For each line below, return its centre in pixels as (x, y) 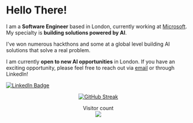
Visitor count (98, 108)
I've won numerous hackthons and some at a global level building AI (88, 44)
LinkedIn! (17, 74)
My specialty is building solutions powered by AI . (66, 32)
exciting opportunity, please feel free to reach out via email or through (90, 67)
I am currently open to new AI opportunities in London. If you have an (91, 61)
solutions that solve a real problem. (48, 50)
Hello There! (37, 10)
